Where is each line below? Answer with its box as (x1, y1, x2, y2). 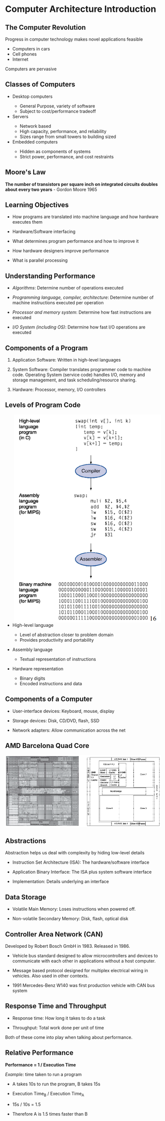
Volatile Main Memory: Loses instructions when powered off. (12, 906, 136, 912)
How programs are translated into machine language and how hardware (12, 214, 159, 220)
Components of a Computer (5, 695, 93, 703)
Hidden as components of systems (19, 148, 91, 154)
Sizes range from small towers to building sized (19, 134, 116, 140)
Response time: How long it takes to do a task (12, 1015, 106, 1021)
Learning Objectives (5, 201, 69, 209)
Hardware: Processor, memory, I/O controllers (12, 387, 106, 393)
